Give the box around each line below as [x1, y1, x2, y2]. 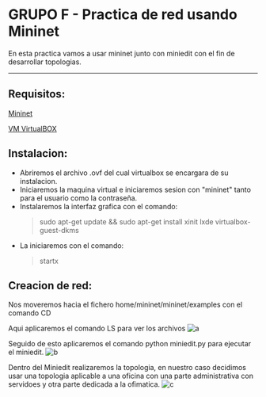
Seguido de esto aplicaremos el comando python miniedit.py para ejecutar [8, 339, 252, 349]
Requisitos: [8, 87, 66, 101]
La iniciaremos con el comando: [19, 240, 124, 250]
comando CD [8, 308, 51, 318]
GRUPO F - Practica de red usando [8, 6, 237, 24]
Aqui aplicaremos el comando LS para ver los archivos [8, 323, 186, 334]
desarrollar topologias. [8, 57, 82, 67]
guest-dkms [39, 225, 79, 235]
